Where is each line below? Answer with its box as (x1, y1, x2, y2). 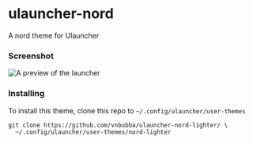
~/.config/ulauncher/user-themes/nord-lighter (15, 127, 172, 136)
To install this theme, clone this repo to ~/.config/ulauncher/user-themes (8, 105, 247, 115)
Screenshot (8, 50, 54, 61)
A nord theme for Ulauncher (8, 31, 100, 40)
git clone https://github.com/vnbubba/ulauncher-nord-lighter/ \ (8, 121, 228, 129)
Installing (8, 88, 45, 99)
